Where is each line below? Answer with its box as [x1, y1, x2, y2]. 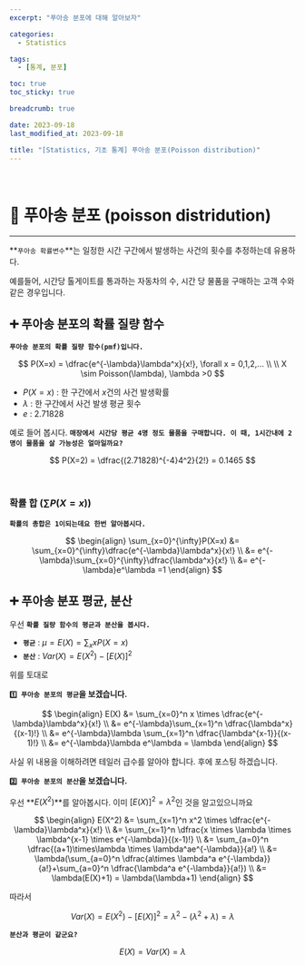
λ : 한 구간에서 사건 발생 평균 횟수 [22, 399, 142, 409]
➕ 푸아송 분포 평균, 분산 [9, 593, 133, 608]
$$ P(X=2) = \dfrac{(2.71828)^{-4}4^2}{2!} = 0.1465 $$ [49, 455, 256, 466]
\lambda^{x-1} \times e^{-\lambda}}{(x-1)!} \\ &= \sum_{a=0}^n [35, 834, 270, 845]
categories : [9, 29, 54, 39]
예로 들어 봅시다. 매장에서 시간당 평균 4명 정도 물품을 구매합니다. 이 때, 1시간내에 [9, 428, 284, 438]
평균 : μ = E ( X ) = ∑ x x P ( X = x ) [22, 637, 129, 650]
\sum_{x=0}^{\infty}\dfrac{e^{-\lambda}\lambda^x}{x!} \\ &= [31, 546, 256, 556]
